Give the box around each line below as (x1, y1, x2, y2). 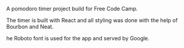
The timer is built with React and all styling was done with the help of (6, 17, 178, 23)
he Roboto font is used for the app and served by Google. (6, 35, 150, 41)
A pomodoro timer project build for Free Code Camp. (6, 5, 138, 12)
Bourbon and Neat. (6, 23, 54, 30)
